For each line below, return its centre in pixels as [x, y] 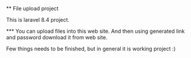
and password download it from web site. [57, 37]
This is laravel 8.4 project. [38, 20]
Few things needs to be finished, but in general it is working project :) [91, 49]
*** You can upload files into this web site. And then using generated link [95, 31]
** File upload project [32, 8]
